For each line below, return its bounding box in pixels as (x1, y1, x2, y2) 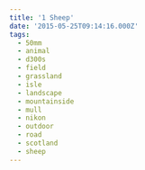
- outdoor (17, 122, 54, 131)
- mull (17, 105, 42, 114)
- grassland (17, 72, 63, 81)
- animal (17, 47, 50, 56)
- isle (17, 80, 42, 89)
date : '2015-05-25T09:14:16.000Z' (9, 22, 140, 31)
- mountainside (17, 96, 75, 106)
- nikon (17, 113, 47, 122)
